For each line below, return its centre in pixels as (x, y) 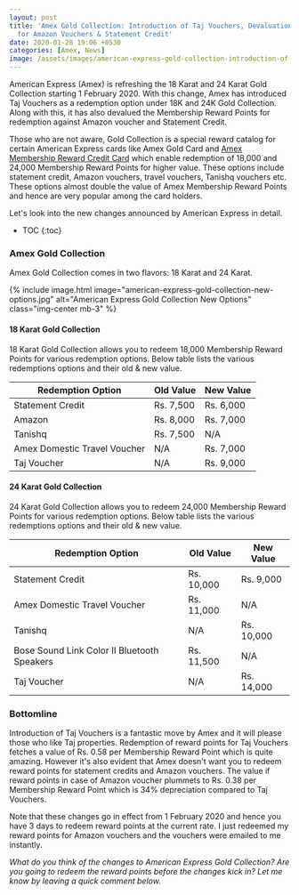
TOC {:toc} (42, 230)
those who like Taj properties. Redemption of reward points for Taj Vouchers (149, 742)
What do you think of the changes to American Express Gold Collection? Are (149, 862)
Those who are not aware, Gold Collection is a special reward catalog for (142, 139)
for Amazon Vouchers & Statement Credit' (95, 34)
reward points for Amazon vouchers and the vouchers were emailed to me (145, 835)
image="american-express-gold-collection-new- (184, 290)
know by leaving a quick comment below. (85, 881)
